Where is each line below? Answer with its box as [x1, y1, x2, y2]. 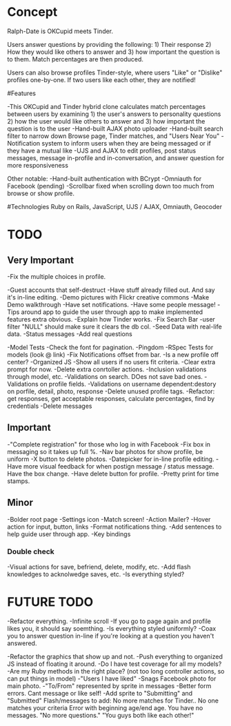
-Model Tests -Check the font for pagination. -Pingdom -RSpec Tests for [7, 343, 214, 351]
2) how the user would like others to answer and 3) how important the [7, 117, 205, 125]
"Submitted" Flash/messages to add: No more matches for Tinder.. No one [7, 696, 219, 705]
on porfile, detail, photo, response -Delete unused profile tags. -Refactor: [7, 387, 215, 395]
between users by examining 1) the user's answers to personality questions [7, 110, 221, 118]
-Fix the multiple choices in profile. [7, 272, 106, 280]
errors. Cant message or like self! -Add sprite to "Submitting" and [7, 689, 193, 697]
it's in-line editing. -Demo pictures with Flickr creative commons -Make [7, 293, 210, 301]
